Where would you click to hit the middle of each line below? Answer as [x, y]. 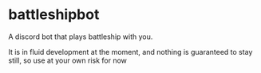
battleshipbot [54, 15]
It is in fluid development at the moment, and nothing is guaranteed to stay [130, 52]
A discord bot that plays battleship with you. [81, 36]
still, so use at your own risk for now [68, 60]
